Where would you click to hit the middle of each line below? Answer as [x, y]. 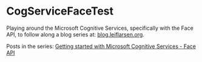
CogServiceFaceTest [60, 11]
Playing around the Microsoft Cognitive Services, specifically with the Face [100, 28]
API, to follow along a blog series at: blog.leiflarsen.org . [75, 34]
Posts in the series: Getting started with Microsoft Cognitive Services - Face [101, 46]
